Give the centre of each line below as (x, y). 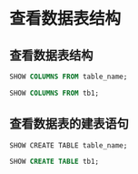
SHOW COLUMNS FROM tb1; (54, 93)
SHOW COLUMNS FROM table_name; (69, 77)
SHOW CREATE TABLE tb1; (54, 161)
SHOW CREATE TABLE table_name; (69, 145)
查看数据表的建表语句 (69, 124)
